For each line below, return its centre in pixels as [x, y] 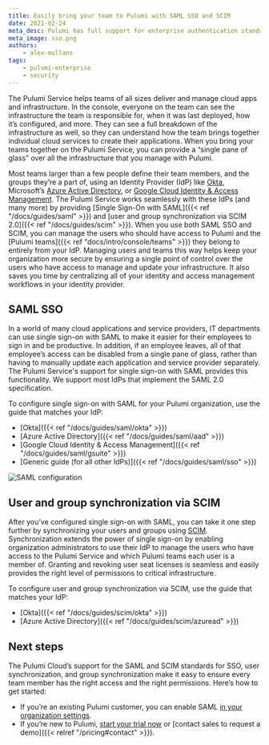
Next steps [36, 646]
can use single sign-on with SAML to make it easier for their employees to [130, 337]
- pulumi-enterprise [57, 68]
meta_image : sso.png [43, 38]
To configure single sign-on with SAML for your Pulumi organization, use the [134, 404]
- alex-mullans [48, 53]
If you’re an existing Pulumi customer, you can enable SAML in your [131, 707]
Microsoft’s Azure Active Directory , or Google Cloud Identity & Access [123, 190]
